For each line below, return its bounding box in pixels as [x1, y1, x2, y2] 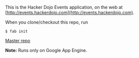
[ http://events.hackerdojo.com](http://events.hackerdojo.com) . [5, 9, 134, 15]
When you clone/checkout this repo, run [5, 19, 88, 25]
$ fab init [5, 29, 28, 34]
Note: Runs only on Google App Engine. [5, 47, 87, 53]
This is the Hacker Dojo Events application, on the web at [5, 4, 123, 10]
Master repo [5, 37, 30, 43]
